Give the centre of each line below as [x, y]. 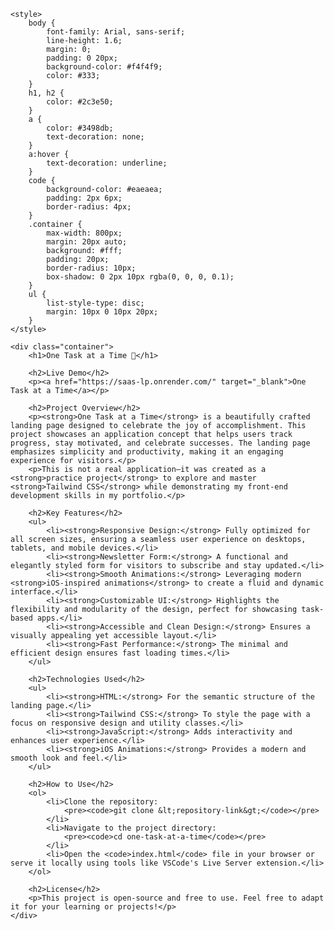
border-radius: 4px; [89, 207]
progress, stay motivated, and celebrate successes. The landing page [160, 443]
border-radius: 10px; [91, 268]
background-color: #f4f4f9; [104, 67]
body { [42, 23]
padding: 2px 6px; [84, 198]
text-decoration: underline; [107, 163]
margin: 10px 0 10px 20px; [102, 312]
